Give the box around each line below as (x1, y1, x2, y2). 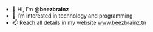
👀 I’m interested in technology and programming (12, 12, 133, 19)
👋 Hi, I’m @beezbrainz (12, 6, 69, 13)
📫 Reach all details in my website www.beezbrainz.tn (12, 19, 147, 26)
